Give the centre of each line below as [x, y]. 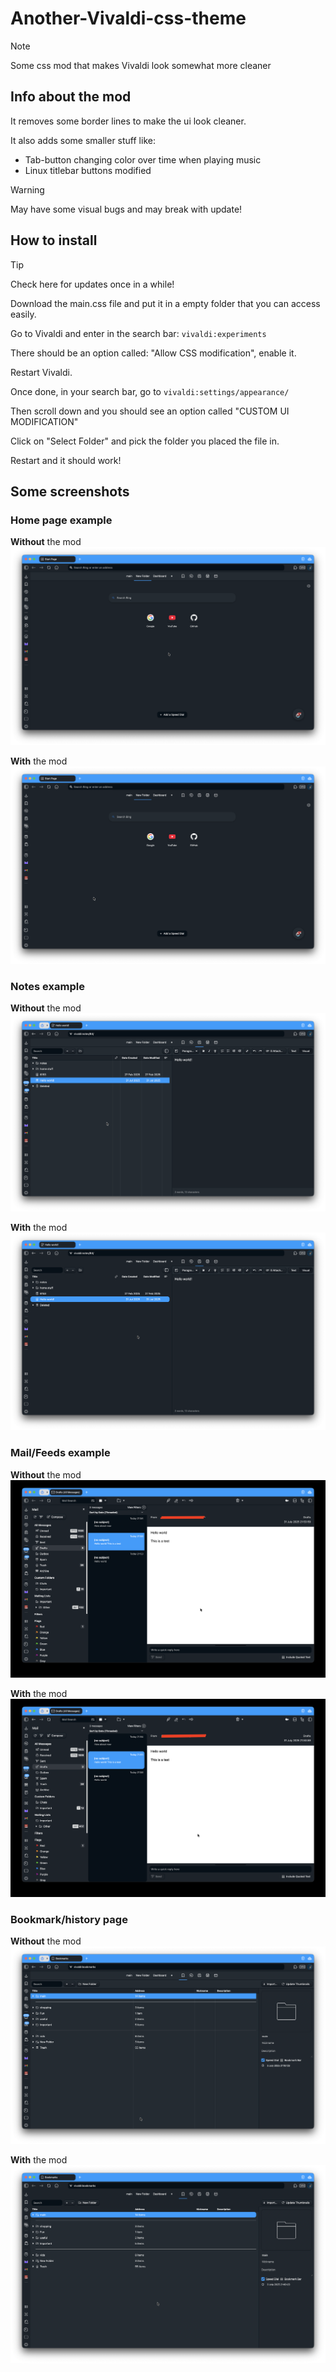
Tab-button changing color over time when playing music [143, 159]
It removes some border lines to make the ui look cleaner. [128, 121]
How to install [54, 240]
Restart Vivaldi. [41, 372]
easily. [23, 314]
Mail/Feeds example [60, 1453]
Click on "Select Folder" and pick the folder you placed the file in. [145, 441]
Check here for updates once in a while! [92, 284]
